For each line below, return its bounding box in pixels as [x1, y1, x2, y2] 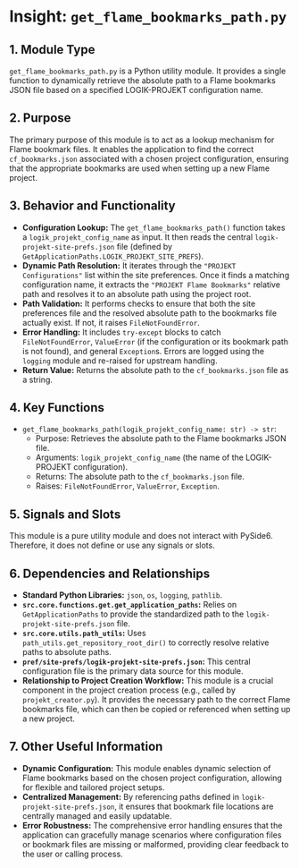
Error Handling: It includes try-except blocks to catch [21, 327, 221, 337]
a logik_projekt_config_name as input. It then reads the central [21, 231, 253, 243]
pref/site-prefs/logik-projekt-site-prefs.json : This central [21, 656, 252, 668]
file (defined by [116, 241, 172, 251]
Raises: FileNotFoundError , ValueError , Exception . [35, 481, 220, 491]
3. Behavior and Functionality [9, 199, 176, 214]
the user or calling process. [21, 848, 123, 859]
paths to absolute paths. [21, 647, 112, 658]
